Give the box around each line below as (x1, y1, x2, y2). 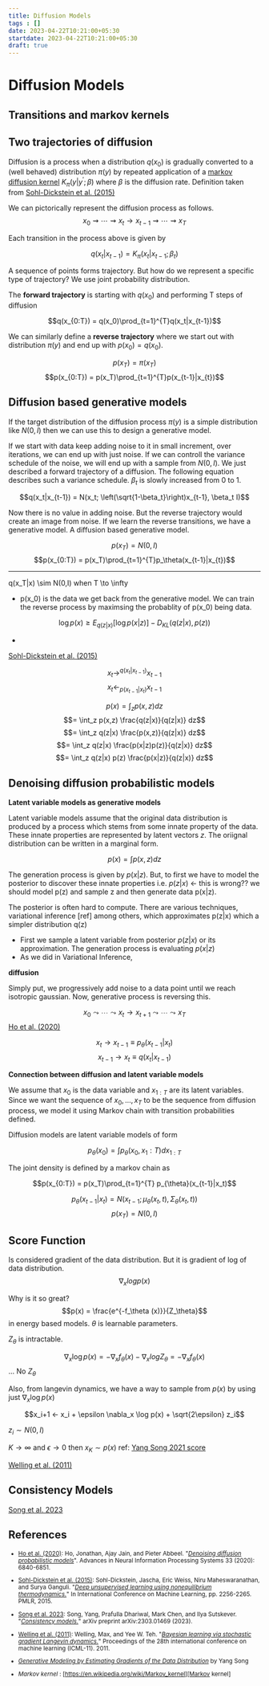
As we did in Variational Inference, (19, 953, 134, 962)
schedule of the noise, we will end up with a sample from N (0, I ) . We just (8, 458, 247, 467)
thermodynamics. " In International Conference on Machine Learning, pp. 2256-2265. (18, 1590, 252, 1598)
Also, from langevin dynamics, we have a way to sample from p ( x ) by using (8, 1383, 256, 1394)
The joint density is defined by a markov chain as (8, 1162, 171, 1173)
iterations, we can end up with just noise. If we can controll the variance (8, 449, 246, 459)
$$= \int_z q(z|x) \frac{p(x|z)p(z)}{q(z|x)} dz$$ (56, 741, 213, 750)
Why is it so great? (8, 1294, 70, 1304)
